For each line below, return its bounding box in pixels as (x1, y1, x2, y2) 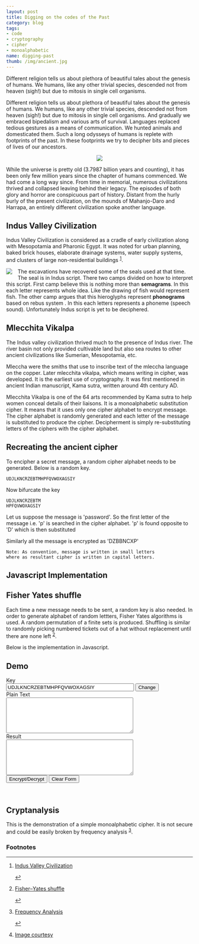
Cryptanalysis (6, 805, 60, 815)
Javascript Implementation (6, 570, 108, 580)
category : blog (6, 20, 44, 26)
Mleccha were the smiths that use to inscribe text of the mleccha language (6, 363, 188, 370)
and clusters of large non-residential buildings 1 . (6, 255, 123, 263)
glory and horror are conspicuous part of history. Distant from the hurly (6, 191, 180, 198)
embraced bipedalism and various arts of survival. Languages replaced (6, 118, 180, 125)
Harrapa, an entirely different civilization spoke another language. (6, 203, 166, 211)
